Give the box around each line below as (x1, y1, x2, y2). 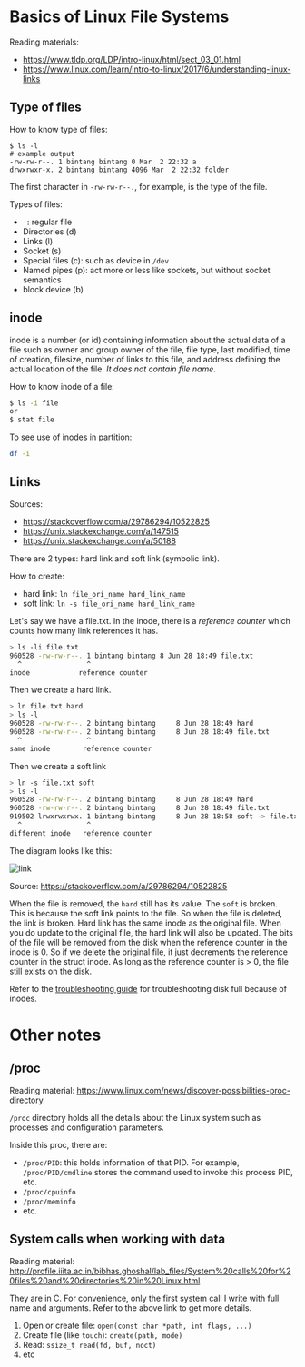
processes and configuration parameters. (9, 1122, 165, 1133)
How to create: (9, 570, 65, 581)
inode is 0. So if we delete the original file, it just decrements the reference (9, 946, 289, 957)
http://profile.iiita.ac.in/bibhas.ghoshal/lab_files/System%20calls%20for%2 (9, 1265, 291, 1276)
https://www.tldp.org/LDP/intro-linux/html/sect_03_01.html (22, 54, 241, 64)
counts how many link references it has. (9, 625, 159, 636)
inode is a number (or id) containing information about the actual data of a (9, 334, 286, 345)
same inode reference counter (9, 744, 152, 753)
